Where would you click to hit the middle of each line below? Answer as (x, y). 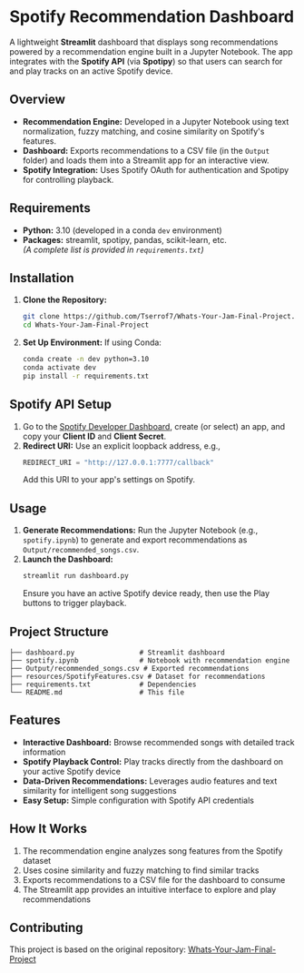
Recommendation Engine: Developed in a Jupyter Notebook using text (156, 121)
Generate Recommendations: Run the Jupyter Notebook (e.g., (140, 531)
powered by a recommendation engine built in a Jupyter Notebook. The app (151, 51)
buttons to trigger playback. (74, 603)
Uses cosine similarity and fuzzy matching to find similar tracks (141, 870)
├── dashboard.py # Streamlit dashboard (117, 653)
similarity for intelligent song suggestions (99, 790)
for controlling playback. (68, 179)
